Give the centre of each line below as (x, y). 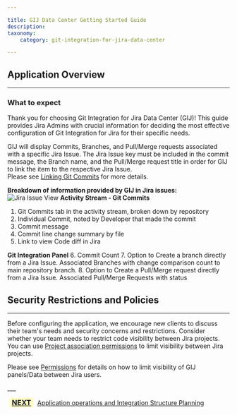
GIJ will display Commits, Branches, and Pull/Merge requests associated (113, 147)
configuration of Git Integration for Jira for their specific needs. (99, 133)
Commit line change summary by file (71, 234)
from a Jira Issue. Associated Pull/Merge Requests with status (97, 278)
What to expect (34, 102)
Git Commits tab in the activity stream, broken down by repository (113, 212)
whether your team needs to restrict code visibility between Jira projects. (114, 339)
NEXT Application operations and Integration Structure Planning (108, 403)
